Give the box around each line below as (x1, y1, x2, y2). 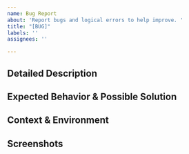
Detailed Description (7, 67, 98, 79)
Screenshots (7, 137, 63, 149)
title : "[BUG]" (7, 23, 51, 30)
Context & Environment (7, 115, 109, 126)
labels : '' (7, 29, 39, 37)
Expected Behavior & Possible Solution (7, 90, 177, 102)
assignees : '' (7, 36, 48, 43)
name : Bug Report (7, 10, 57, 17)
